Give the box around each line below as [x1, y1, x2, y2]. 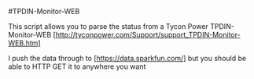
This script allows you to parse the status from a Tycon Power [8, 22, 208, 31]
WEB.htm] [8, 38, 41, 48]
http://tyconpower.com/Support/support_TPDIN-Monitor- [55, 31, 241, 39]
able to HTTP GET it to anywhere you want [8, 62, 146, 71]
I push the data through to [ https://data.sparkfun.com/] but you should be [8, 54, 246, 63]
